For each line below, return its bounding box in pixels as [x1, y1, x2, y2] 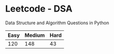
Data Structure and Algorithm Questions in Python [5, 20, 109, 26]
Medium [24, 31, 45, 38]
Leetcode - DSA [5, 3, 73, 15]
